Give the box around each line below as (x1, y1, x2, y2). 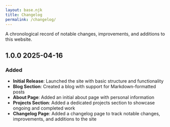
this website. (5, 36, 32, 42)
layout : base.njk (5, 7, 43, 13)
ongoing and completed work (12, 105, 75, 111)
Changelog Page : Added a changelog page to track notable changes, (12, 111, 160, 117)
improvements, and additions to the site (12, 116, 97, 122)
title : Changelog (5, 12, 43, 17)
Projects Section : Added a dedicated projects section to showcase (12, 100, 155, 106)
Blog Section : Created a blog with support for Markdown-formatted (12, 84, 156, 90)
